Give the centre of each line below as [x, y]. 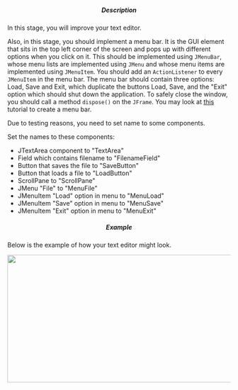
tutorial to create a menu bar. [50, 109]
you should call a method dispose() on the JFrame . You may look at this [111, 101]
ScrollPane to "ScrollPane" [56, 180]
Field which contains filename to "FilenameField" [89, 158]
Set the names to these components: [61, 136]
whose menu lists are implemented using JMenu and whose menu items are [116, 64]
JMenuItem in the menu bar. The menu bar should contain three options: [111, 79]
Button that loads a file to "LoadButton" [75, 173]
